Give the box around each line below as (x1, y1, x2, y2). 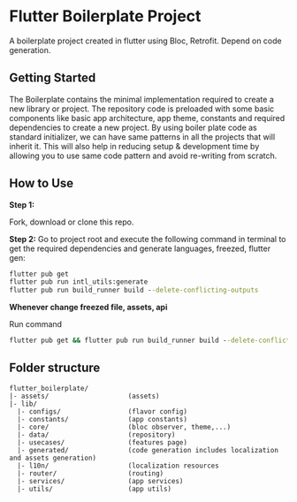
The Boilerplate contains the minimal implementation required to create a (9, 94, 274, 104)
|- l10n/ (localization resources (17, 461, 219, 470)
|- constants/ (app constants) (17, 415, 188, 423)
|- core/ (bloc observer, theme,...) (17, 422, 232, 431)
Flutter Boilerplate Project (9, 6, 202, 27)
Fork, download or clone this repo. (9, 217, 134, 227)
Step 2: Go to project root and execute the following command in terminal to (9, 233, 286, 244)
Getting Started (9, 71, 96, 86)
